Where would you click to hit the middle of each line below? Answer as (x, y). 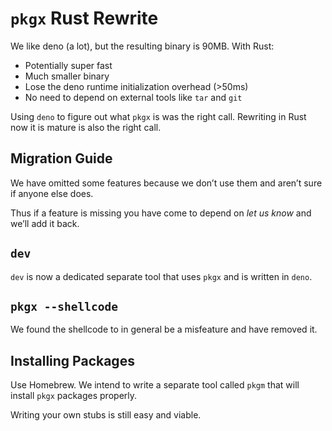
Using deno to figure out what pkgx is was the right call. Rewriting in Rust (158, 116)
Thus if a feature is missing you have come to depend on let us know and (161, 213)
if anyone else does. (52, 193)
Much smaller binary (67, 76)
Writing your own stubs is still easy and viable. (106, 415)
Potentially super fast (68, 65)
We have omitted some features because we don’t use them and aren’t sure (166, 183)
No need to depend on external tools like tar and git (133, 97)
